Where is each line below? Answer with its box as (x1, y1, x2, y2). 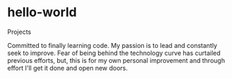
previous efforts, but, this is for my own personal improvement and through (7, 56, 226, 64)
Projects (7, 28, 32, 36)
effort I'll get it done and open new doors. (7, 63, 128, 72)
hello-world (7, 4, 78, 20)
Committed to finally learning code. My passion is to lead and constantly (7, 41, 217, 49)
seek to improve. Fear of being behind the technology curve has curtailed (7, 49, 221, 57)
